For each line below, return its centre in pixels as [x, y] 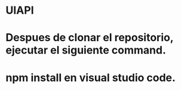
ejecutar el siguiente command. [86, 50]
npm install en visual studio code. [90, 77]
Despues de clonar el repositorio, [90, 38]
